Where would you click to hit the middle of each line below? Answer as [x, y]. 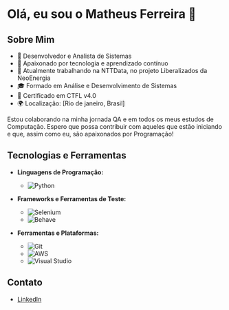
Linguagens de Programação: [60, 172]
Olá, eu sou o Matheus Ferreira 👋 [102, 14]
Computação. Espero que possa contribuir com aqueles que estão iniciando [115, 126]
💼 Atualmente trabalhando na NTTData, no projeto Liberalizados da [112, 71]
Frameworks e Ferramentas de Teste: [72, 198]
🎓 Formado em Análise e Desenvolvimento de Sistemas [97, 86]
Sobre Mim [31, 40]
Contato [25, 283]
